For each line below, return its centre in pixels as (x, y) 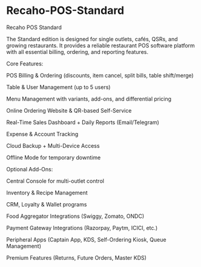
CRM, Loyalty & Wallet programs (47, 204)
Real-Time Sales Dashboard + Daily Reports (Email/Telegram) (83, 122)
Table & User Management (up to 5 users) (58, 87)
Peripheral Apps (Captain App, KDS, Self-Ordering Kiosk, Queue (86, 239)
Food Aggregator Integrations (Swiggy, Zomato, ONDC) (75, 216)
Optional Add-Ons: (30, 169)
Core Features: (25, 64)
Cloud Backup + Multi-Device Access (53, 145)
